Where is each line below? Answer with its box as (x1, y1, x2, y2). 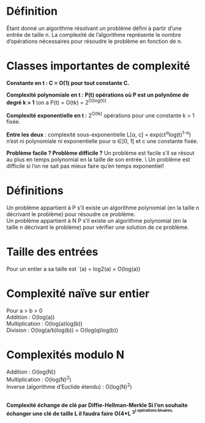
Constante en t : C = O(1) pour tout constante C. (6, 79, 130, 86)
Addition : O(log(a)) (6, 313, 55, 321)
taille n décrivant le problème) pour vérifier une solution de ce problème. (6, 223, 189, 231)
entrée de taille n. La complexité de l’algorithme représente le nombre (6, 31, 182, 38)
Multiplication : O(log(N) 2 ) (6, 375, 72, 383)
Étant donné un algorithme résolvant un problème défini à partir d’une (6, 24, 182, 32)
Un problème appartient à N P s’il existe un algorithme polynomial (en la (6, 217, 187, 224)
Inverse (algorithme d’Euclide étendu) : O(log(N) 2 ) (6, 382, 133, 390)
